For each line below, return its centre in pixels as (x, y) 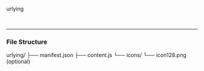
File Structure (27, 42)
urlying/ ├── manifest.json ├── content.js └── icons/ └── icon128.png (97, 55)
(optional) (18, 62)
